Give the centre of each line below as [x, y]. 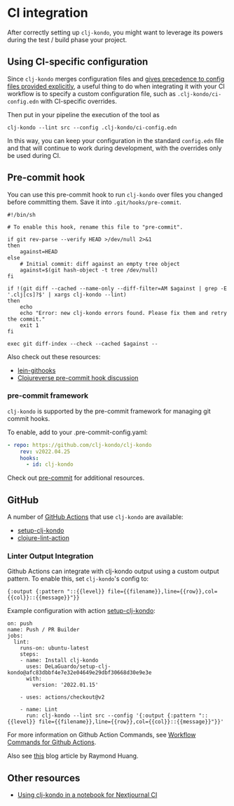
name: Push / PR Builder [43, 630]
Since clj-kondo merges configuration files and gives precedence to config [116, 79]
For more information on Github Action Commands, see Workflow [102, 735]
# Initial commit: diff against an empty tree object [100, 264]
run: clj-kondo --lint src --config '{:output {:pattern [111, 716]
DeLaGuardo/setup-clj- [78, 667]
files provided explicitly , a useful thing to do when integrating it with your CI [116, 86]
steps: [29, 654]
